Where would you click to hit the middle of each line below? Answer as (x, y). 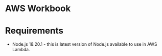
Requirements (34, 31)
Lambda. (21, 50)
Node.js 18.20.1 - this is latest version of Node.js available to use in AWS (85, 44)
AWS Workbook (38, 9)
